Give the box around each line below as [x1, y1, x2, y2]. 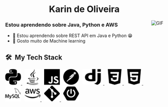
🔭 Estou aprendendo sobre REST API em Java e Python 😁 [12, 32, 133, 38]
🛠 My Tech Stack [5, 53, 63, 61]
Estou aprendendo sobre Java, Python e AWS [5, 21, 118, 28]
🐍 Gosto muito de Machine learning [12, 38, 86, 44]
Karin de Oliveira [49, 3, 120, 15]
